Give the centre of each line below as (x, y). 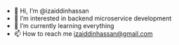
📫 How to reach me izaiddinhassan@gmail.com (83, 34)
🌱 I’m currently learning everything (64, 26)
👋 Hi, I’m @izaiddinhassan (51, 11)
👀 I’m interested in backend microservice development (93, 18)
